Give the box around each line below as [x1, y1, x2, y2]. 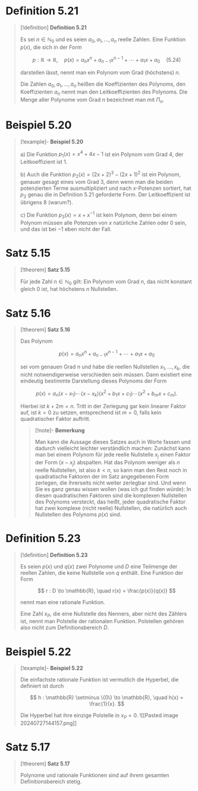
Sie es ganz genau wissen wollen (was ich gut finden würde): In [34, 485, 191, 492]
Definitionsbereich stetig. [20, 778, 82, 785]
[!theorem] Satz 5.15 [20, 266, 71, 273]
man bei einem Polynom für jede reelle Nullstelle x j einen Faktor [34, 451, 191, 459]
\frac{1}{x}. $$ [89, 701, 125, 708]
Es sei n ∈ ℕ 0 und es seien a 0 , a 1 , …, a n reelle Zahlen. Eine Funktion [20, 36, 186, 44]
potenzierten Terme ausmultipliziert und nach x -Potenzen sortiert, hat [20, 185, 191, 192]
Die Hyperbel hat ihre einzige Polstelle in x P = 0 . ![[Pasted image [20, 712, 179, 721]
